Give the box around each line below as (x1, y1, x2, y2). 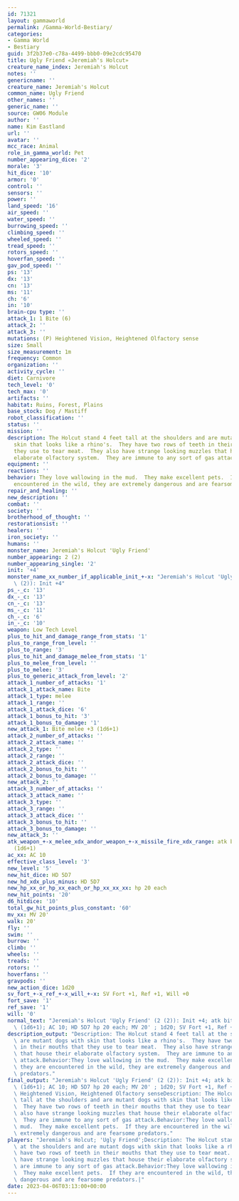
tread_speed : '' (7, 242, 55, 249)
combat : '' (7, 500, 40, 508)
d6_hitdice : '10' (7, 898, 59, 905)
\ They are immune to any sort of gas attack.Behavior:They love (14, 1116, 215, 1123)
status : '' (7, 421, 40, 428)
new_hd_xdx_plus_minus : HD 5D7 (7, 878, 100, 885)
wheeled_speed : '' (7, 236, 62, 243)
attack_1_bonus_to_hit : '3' (7, 712, 91, 719)
